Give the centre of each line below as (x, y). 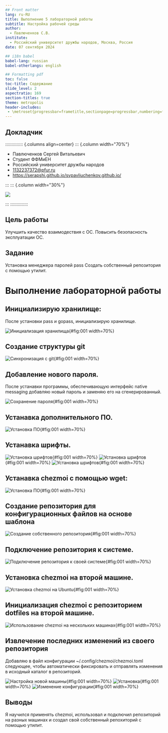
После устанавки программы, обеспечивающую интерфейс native (76, 387)
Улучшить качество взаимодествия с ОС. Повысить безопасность (76, 232)
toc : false (16, 79)
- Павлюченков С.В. (30, 33)
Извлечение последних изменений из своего (80, 641)
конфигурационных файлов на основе (69, 514)
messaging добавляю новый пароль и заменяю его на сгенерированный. (83, 392)
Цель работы (27, 220)
